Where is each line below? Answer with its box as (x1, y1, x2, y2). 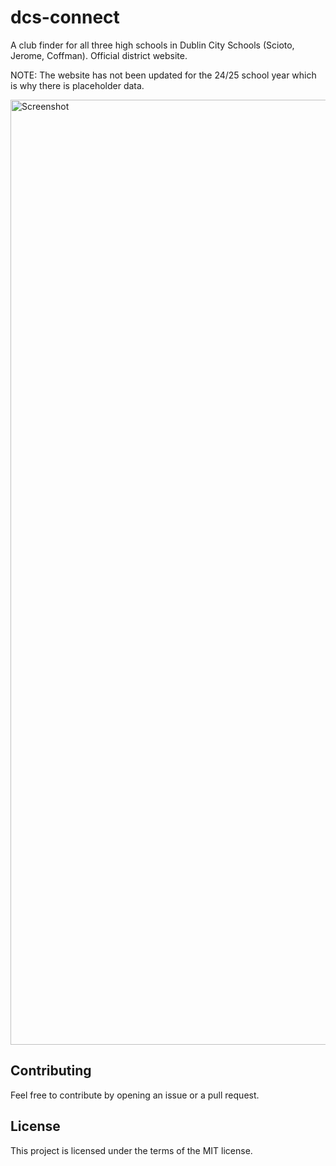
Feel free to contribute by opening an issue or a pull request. (10, 1089, 260, 1101)
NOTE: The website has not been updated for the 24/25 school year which (10, 69, 317, 81)
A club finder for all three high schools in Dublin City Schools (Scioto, (10, 39, 295, 51)
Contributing (10, 1062, 92, 1080)
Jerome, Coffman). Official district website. (10, 49, 188, 61)
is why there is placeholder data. (10, 79, 145, 91)
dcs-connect (10, 6, 120, 29)
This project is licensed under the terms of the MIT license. (10, 1144, 253, 1156)
